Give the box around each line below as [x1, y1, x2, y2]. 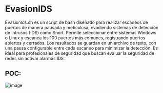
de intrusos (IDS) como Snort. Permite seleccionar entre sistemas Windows [5, 30, 157, 35]
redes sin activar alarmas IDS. [5, 55, 65, 61]
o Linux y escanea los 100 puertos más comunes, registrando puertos [5, 35, 145, 41]
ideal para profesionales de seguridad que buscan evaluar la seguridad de [5, 50, 155, 56]
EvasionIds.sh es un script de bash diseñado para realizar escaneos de [5, 19, 148, 25]
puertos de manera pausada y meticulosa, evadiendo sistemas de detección [5, 24, 159, 30]
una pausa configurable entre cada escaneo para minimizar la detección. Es [5, 45, 158, 51]
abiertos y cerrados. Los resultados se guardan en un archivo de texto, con [5, 40, 157, 46]
